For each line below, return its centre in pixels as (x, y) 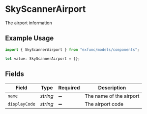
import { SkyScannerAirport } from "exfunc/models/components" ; (72, 50)
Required (69, 88)
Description (112, 88)
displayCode (22, 104)
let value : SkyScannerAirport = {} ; (43, 58)
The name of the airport (112, 96)
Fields (15, 74)
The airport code (104, 104)
